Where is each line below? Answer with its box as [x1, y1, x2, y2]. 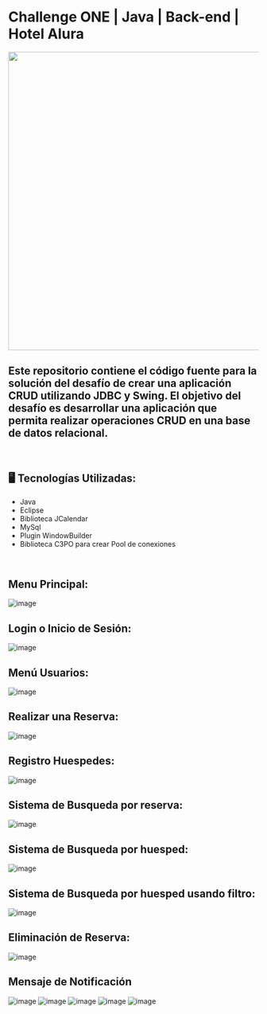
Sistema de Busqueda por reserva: [8, 798, 184, 812]
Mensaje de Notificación [8, 975, 133, 989]
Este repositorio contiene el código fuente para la [8, 365, 257, 378]
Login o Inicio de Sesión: [8, 622, 132, 635]
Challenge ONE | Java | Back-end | [8, 8, 240, 26]
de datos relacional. [8, 427, 109, 440]
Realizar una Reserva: [8, 710, 119, 723]
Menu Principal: [8, 577, 89, 591]
